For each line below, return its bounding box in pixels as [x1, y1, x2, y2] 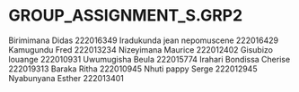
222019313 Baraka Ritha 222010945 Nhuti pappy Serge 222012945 [8, 63, 258, 74]
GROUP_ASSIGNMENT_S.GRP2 [8, 5, 243, 26]
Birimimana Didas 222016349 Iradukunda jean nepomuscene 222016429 [8, 35, 279, 46]
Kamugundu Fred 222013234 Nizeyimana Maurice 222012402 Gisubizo [8, 44, 273, 54]
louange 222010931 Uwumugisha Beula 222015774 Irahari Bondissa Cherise [8, 54, 291, 64]
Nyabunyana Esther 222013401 [8, 72, 125, 83]
